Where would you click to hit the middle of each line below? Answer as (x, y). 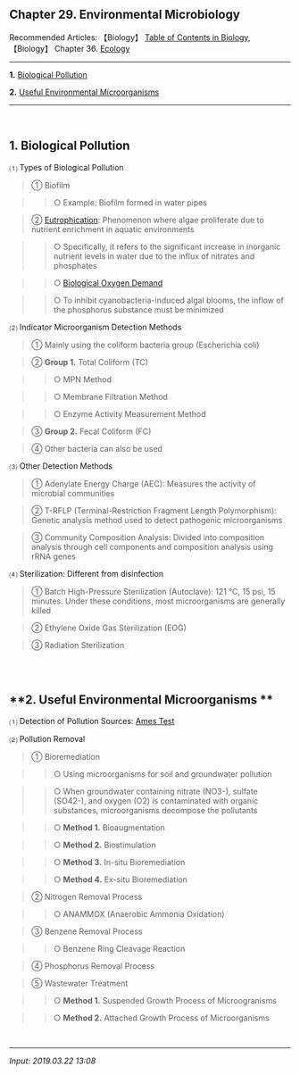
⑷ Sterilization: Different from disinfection (87, 573)
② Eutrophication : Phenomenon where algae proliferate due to (148, 220)
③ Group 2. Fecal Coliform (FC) (91, 431)
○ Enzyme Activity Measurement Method (130, 413)
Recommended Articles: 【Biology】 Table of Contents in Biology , (130, 37)
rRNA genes (54, 556)
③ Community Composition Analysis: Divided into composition (148, 537)
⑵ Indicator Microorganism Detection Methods (96, 327)
